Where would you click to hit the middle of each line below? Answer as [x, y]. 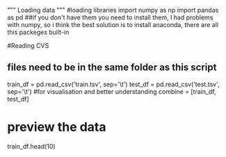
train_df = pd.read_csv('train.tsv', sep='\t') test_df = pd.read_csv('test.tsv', [113, 84]
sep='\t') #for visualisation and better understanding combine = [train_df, [112, 91]
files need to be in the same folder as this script [112, 68]
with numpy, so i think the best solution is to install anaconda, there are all [113, 25]
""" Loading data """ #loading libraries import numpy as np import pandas [113, 10]
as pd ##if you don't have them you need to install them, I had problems [110, 17]
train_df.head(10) [31, 146]
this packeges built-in [38, 32]
